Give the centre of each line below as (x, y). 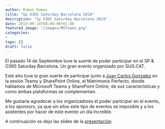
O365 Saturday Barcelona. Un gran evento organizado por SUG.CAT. (75, 66)
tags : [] (14, 42)
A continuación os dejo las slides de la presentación (58, 121)
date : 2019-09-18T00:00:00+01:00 (40, 24)
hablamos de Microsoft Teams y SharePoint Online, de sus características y (82, 86)
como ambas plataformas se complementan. (51, 91)
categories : (17, 33)
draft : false (19, 47)
